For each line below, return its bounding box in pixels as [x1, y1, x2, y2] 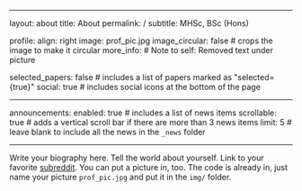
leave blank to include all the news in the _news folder [9, 127, 206, 137]
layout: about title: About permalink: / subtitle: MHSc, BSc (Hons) [9, 18, 250, 28]
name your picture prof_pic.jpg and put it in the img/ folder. [9, 172, 232, 182]
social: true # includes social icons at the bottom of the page [36, 82, 261, 92]
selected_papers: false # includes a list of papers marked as [9, 72, 232, 82]
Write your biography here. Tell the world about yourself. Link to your [9, 152, 265, 163]
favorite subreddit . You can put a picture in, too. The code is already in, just [9, 162, 289, 172]
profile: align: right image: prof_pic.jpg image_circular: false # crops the [9, 35, 274, 46]
